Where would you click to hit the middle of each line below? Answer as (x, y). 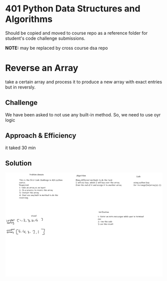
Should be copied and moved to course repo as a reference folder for (77, 33)
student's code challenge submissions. (45, 38)
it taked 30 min (20, 148)
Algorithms (29, 19)
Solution (18, 163)
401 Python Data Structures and (73, 9)
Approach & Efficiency (41, 136)
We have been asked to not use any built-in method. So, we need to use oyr (83, 114)
